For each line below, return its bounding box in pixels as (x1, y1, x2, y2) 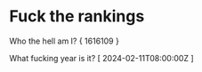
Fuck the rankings (9, 6, 145, 27)
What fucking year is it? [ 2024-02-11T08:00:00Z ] (9, 52, 194, 63)
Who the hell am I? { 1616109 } (9, 36, 120, 46)
